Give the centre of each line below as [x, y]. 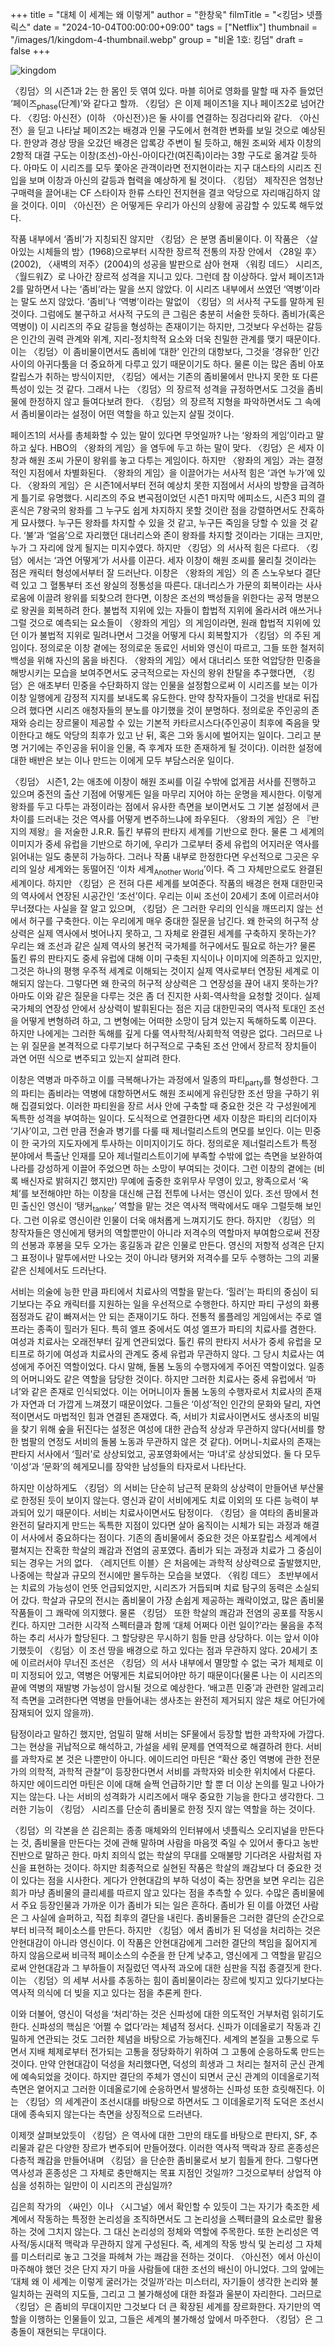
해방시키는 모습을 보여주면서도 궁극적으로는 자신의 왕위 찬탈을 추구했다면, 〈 [159, 672]
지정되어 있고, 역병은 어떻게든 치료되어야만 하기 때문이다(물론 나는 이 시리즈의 [171, 1675]
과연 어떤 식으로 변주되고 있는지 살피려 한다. [96, 1058]
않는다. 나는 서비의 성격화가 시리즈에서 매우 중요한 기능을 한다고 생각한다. [171, 1797]
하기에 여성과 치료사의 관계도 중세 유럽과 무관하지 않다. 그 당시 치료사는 [175, 1354]
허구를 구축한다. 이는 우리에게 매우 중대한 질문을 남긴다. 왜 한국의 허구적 [168, 920]
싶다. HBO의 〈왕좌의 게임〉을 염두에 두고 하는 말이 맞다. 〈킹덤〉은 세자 [171, 447]
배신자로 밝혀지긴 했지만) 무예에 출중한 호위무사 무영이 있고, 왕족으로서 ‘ [161, 1181]
